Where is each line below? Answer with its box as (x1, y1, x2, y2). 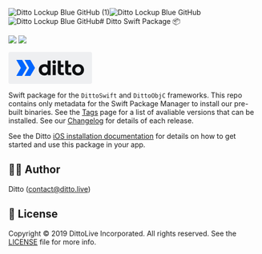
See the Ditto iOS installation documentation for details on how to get (8, 132, 236, 141)
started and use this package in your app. (8, 140, 146, 149)
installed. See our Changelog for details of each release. (8, 116, 194, 125)
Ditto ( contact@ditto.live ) (8, 184, 91, 193)
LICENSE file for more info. (8, 236, 97, 247)
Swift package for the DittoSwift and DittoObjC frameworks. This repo (8, 90, 243, 100)
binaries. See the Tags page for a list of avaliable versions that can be (24, 108, 255, 117)
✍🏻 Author (8, 163, 61, 177)
